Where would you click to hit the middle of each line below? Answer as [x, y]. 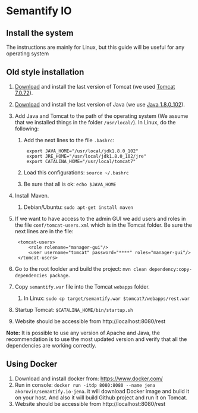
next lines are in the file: [44, 231]
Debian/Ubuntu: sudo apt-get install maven [78, 207]
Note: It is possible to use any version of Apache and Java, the [83, 333]
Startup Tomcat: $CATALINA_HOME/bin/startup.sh [74, 309]
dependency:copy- [170, 269]
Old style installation [45, 72]
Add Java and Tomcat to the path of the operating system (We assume [101, 116]
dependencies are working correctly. [51, 345]
